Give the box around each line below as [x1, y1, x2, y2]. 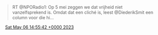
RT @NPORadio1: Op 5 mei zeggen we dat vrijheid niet [12, 4, 123, 10]
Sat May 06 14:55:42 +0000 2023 [4, 24, 74, 30]
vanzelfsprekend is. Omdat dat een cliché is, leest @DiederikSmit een [12, 9, 154, 15]
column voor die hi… [12, 15, 54, 20]
